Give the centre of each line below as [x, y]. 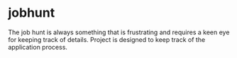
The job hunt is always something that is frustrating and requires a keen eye [119, 32]
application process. [38, 47]
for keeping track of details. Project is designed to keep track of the [107, 39]
